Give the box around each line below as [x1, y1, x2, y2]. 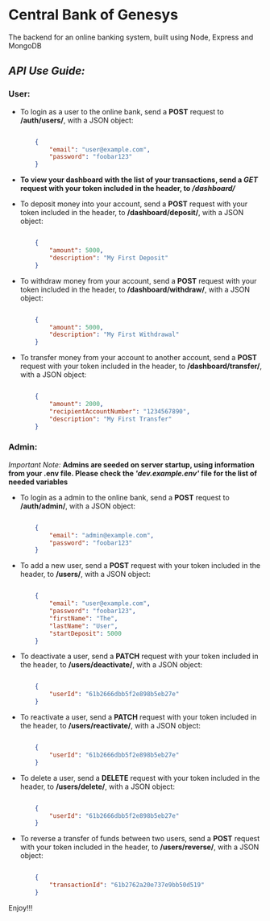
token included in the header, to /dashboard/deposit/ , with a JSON [19, 208, 244, 218]
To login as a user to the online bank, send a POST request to [19, 106, 224, 116]
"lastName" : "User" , [49, 622, 118, 630]
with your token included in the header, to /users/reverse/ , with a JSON [19, 842, 260, 852]
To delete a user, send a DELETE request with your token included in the [19, 773, 260, 782]
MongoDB [8, 40, 42, 50]
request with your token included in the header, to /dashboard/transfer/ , [19, 361, 262, 371]
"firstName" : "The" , [49, 614, 118, 622]
